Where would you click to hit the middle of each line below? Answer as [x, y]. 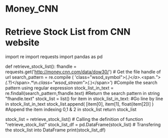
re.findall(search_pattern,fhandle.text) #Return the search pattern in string [83, 94]
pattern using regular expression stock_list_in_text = [59, 88]
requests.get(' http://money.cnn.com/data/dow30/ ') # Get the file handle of [83, 72]
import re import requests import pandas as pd [54, 57]
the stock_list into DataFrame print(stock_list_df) [55, 130]
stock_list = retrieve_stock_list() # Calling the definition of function [74, 119]
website [22, 43]
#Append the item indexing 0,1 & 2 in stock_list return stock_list [71, 110]
